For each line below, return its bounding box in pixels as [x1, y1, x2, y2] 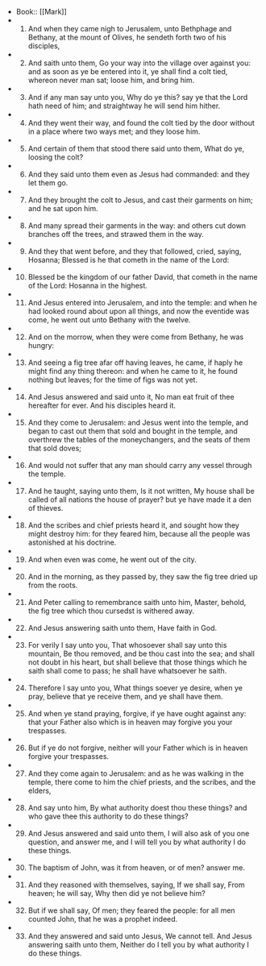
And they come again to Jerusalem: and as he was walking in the [27, 769, 244, 778]
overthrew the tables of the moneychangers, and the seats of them [27, 435, 251, 444]
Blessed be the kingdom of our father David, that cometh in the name [27, 272, 258, 281]
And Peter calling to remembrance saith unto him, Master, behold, [27, 598, 247, 607]
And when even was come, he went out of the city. [27, 555, 197, 564]
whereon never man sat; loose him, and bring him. [27, 76, 195, 85]
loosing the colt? [27, 152, 84, 162]
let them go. [27, 178, 69, 188]
